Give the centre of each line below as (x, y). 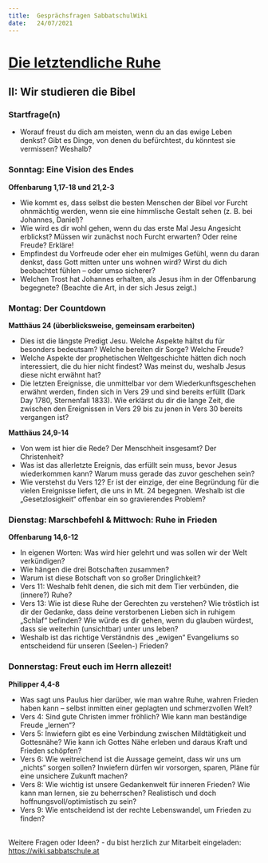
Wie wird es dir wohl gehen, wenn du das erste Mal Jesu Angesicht (130, 228)
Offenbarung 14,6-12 (43, 537)
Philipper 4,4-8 (34, 684)
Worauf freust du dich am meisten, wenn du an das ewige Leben (126, 132)
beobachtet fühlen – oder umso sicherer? (87, 270)
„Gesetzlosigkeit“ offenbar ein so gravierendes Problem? (112, 499)
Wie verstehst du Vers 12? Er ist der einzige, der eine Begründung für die (139, 482)
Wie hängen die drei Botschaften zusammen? (95, 570)
